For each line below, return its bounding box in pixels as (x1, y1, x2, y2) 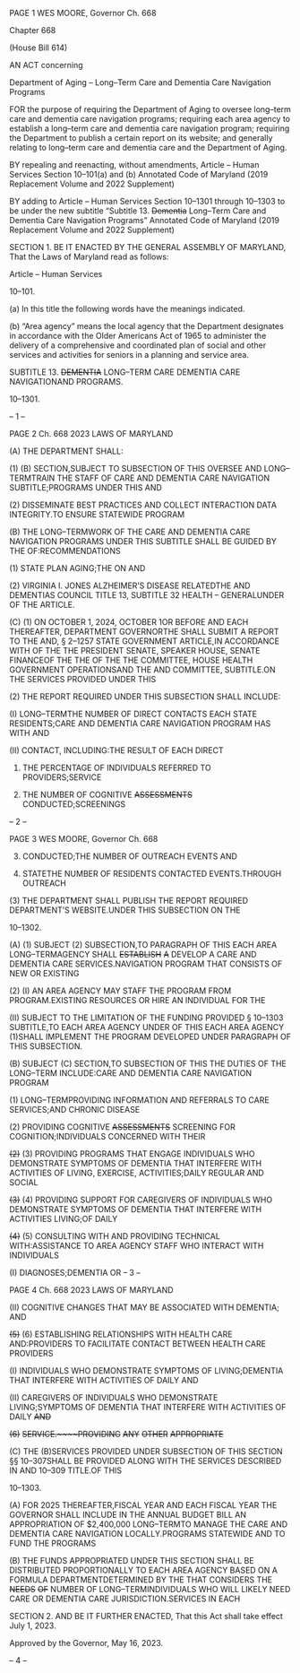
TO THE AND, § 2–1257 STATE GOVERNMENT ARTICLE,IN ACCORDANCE (9, 636, 280, 646)
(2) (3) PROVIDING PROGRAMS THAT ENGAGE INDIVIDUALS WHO (9, 1149, 255, 1159)
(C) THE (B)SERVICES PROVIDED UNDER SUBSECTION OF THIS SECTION (9, 1446, 284, 1456)
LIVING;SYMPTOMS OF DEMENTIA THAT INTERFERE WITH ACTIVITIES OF (9, 1402, 287, 1412)
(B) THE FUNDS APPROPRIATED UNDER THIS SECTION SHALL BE (9, 1556, 254, 1565)
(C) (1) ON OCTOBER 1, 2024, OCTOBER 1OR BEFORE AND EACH (9, 617, 249, 627)
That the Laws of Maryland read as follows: (9, 251, 169, 262)
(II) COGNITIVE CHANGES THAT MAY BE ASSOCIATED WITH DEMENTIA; (9, 1302, 279, 1313)
